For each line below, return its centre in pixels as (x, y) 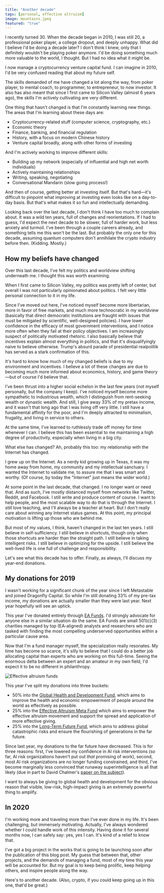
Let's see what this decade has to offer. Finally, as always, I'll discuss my (79, 558)
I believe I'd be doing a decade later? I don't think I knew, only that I (73, 48)
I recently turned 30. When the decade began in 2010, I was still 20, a (75, 37)
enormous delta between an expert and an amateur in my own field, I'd (76, 661)
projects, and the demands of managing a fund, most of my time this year (79, 860)
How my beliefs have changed (52, 258)
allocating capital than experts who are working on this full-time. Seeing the (81, 656)
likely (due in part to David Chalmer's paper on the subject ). (65, 772)
